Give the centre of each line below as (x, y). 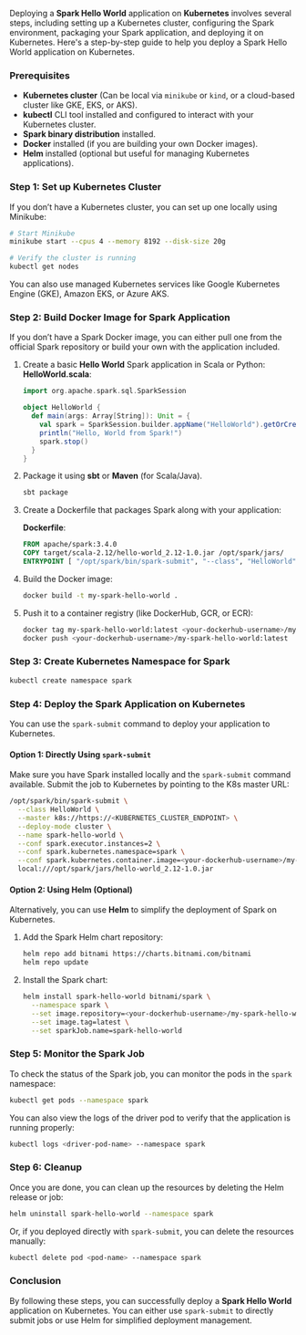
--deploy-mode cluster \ (65, 826)
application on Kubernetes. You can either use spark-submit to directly (142, 1310)
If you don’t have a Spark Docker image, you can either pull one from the (146, 338)
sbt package (45, 493)
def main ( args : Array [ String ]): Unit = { (111, 416)
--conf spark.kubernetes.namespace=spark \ (101, 852)
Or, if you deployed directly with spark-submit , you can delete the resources (152, 1231)
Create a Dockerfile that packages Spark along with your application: (152, 510)
